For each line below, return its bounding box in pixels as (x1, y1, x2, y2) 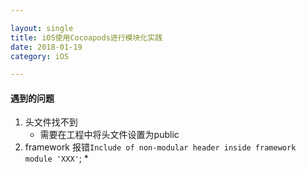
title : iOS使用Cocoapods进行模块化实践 (10, 32, 163, 43)
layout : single (10, 23, 74, 33)
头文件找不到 (24, 116, 78, 128)
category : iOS (10, 51, 70, 61)
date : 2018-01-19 (10, 42, 83, 52)
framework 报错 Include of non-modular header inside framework (24, 141, 297, 153)
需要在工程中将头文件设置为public (39, 129, 180, 141)
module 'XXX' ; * (24, 152, 89, 165)
